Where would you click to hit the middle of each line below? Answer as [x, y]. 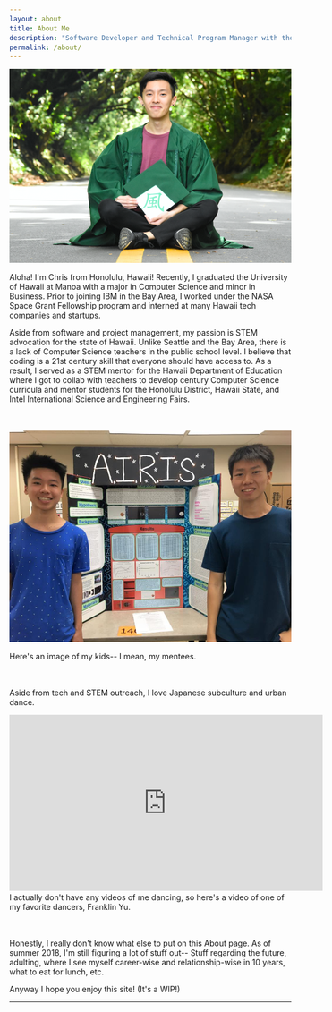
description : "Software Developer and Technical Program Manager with [144, 38]
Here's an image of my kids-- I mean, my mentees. [103, 657]
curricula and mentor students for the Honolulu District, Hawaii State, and [145, 390]
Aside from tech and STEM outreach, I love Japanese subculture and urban [148, 693]
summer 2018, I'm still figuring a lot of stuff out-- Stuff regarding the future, [148, 953]
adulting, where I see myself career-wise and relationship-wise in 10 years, [147, 963]
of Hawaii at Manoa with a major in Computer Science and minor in [132, 287]
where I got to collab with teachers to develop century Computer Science [145, 380]
